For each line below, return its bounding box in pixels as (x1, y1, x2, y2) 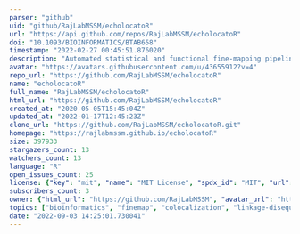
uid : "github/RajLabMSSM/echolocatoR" (9, 21, 154, 30)
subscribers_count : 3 (9, 187, 90, 196)
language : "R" (9, 162, 62, 171)
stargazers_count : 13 (9, 145, 90, 154)
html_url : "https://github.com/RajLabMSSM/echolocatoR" (9, 95, 221, 105)
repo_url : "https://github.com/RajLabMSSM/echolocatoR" (9, 71, 221, 80)
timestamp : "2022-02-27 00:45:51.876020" (9, 46, 166, 55)
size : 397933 (9, 137, 58, 146)
